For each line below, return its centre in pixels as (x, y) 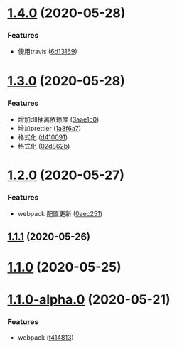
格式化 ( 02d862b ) (44, 146)
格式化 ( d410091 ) (43, 137)
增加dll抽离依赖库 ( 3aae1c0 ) (58, 119)
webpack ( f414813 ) (45, 337)
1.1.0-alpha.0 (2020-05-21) (89, 300)
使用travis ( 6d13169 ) (47, 52)
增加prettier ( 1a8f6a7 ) (49, 128)
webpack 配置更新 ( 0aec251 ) (60, 214)
